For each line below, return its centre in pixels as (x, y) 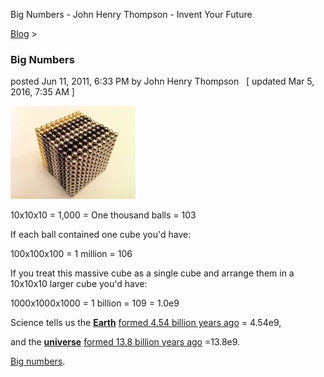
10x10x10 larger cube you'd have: (79, 284)
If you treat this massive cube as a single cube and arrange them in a (152, 273)
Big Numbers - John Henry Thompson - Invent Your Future (131, 14)
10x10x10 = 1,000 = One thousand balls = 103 (103, 215)
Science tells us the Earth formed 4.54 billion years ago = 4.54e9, (146, 323)
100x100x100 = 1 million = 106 (71, 254)
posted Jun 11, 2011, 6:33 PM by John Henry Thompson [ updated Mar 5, (162, 81)
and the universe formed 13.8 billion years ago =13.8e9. (125, 342)
